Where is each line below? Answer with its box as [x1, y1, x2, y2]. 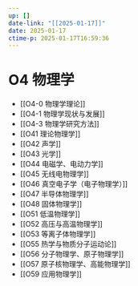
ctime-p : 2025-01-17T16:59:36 [8, 34, 110, 42]
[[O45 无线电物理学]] [19, 169, 90, 179]
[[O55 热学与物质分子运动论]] [19, 240, 117, 249]
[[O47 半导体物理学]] [19, 189, 89, 199]
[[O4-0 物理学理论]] [19, 99, 86, 109]
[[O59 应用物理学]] [19, 269, 82, 279]
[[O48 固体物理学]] [19, 199, 83, 209]
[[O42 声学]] [19, 139, 62, 149]
